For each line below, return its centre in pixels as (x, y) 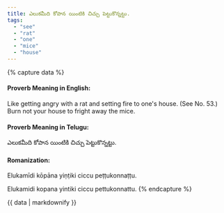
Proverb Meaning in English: (49, 88)
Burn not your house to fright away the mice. (71, 111)
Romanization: (29, 160)
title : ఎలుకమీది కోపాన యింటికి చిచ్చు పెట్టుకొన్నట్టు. (69, 14)
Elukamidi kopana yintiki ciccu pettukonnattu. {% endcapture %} (100, 189)
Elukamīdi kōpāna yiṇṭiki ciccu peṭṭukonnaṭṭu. (72, 175)
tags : (15, 20)
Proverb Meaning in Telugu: (48, 127)
